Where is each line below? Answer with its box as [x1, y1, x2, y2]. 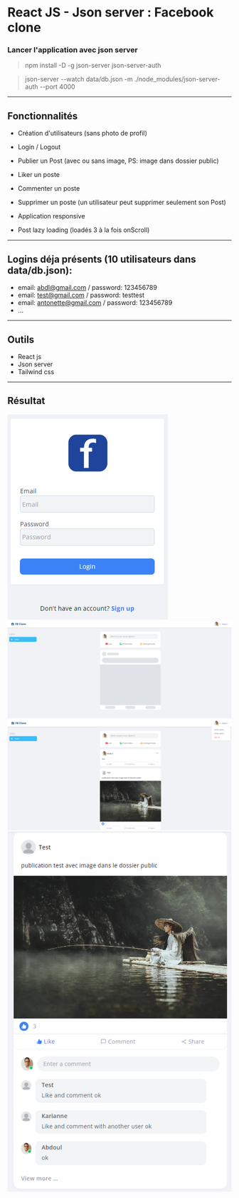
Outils [7, 333, 35, 346]
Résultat [7, 395, 46, 407]
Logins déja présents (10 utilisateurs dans [7, 253, 197, 265]
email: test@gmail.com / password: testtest [17, 291, 144, 300]
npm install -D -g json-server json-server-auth [24, 61, 161, 70]
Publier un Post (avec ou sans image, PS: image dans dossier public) [17, 156, 219, 165]
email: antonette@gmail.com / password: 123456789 [17, 298, 173, 307]
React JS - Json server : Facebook [7, 4, 214, 21]
